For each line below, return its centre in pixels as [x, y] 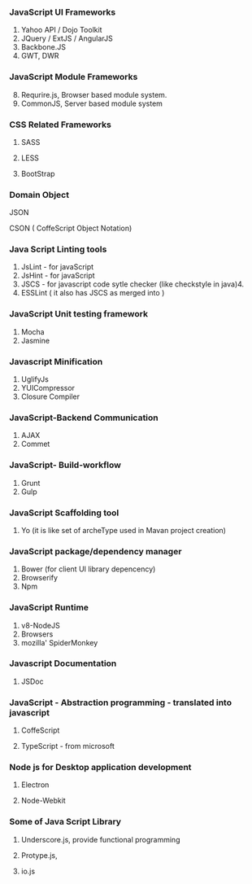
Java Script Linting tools [58, 249]
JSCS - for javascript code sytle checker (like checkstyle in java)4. [133, 284]
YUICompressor [48, 388]
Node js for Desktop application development [100, 768]
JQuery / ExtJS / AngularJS [67, 38]
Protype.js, [39, 855]
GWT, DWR [40, 56]
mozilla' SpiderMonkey [59, 642]
